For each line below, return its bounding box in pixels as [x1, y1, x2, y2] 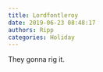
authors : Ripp [8, 26, 55, 34]
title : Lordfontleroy [8, 11, 79, 20]
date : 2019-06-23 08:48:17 [8, 19, 96, 27]
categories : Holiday [8, 33, 76, 41]
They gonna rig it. [8, 55, 65, 64]
